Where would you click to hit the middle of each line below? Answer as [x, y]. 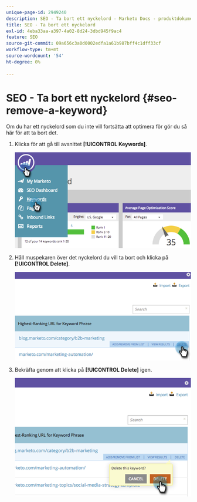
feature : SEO [22, 37]
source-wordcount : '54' [35, 56]
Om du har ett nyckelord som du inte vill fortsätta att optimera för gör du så [97, 127]
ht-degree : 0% [23, 62]
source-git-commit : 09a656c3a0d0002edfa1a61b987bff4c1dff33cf [84, 43]
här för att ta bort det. [32, 133]
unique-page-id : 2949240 [36, 12]
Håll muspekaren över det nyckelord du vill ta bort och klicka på [91, 257]
